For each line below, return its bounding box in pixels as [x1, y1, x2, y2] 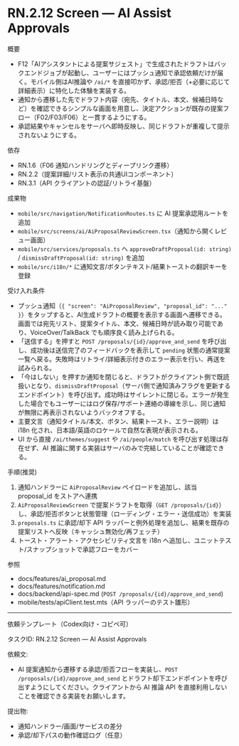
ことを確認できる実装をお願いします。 [17, 691, 130, 700]
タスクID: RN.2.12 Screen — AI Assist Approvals [7, 634, 147, 643]
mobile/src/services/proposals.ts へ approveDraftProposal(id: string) [17, 244, 232, 253]
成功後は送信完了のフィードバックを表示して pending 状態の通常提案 [30, 346, 231, 354]
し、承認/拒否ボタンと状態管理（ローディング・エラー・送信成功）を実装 [17, 509, 232, 518]
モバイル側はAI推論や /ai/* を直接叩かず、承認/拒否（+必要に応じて [30, 77, 230, 86]
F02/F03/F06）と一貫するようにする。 [36, 112, 151, 122]
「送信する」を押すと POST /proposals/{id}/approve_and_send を [17, 336, 208, 346]
